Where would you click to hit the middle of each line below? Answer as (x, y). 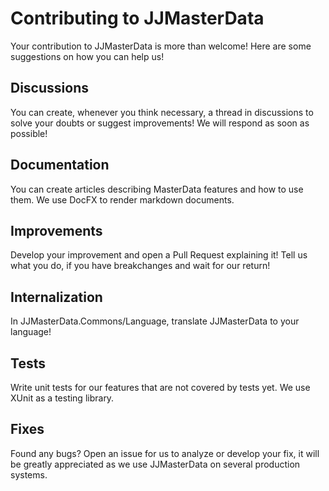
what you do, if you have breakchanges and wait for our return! (140, 266)
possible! (29, 133)
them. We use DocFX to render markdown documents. (122, 199)
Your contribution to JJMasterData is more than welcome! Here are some (161, 46)
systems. (29, 474)
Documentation (60, 165)
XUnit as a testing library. (62, 398)
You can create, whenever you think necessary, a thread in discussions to (162, 112)
